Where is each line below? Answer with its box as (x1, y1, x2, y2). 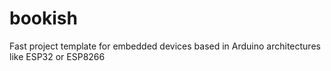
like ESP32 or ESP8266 (9, 50, 106, 62)
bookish (9, 7, 78, 30)
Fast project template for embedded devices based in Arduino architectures (9, 40, 321, 52)
